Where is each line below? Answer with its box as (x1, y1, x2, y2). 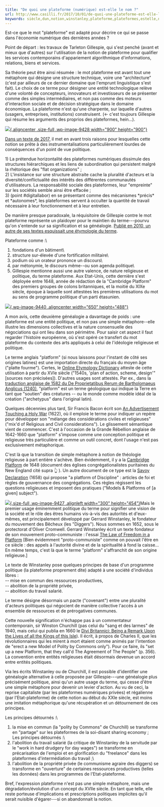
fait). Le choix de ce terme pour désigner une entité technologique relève (5, 85, 152, 91)
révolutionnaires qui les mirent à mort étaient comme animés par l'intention (5, 638, 156, 644)
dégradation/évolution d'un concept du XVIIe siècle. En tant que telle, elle (5, 786, 153, 792)
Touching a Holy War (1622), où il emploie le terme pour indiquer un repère (5, 411, 156, 417)
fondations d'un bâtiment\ (12, 247, 64, 253)
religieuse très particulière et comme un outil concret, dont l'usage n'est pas (5, 437, 159, 443)
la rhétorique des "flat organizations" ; (5, 166, 82, 172)
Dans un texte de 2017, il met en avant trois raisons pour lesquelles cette (5, 136, 150, 142)
